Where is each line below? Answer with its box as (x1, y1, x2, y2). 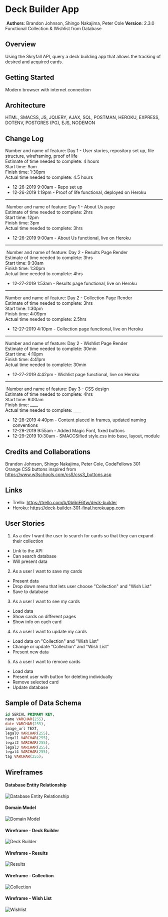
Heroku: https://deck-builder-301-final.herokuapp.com (12, 505, 125, 511)
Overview (5, 40, 36, 49)
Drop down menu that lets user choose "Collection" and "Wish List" (12, 583, 152, 589)
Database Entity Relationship (5, 782, 67, 788)
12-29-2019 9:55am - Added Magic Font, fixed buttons (12, 428, 125, 434)
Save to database (12, 589, 48, 595)
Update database (12, 684, 48, 690)
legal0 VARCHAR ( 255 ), (5, 731, 50, 736)
